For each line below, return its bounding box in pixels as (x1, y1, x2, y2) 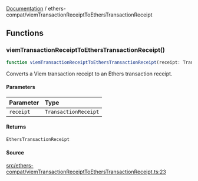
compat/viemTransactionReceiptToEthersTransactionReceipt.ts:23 (6, 168, 166, 176)
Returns (6, 123, 27, 130)
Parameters (6, 84, 35, 91)
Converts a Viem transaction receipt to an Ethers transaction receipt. (6, 70, 173, 77)
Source (6, 149, 25, 156)
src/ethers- (6, 162, 34, 169)
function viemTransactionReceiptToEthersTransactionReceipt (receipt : (6, 59, 181, 65)
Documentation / (6, 5, 47, 12)
